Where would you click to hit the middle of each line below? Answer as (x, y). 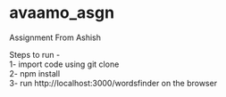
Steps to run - (35, 54)
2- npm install (35, 73)
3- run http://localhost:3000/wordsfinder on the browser (113, 83)
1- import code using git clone (64, 64)
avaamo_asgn (62, 13)
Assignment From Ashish (55, 37)
